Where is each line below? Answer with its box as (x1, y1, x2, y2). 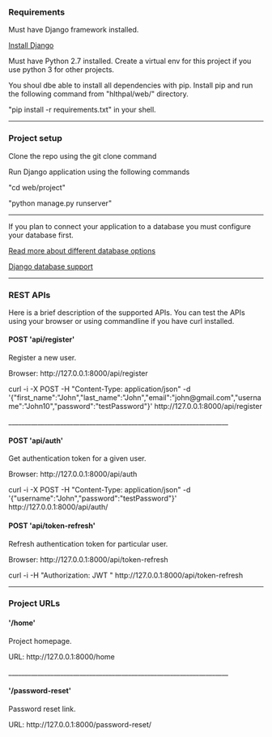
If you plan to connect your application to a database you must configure (8, 221, 251, 231)
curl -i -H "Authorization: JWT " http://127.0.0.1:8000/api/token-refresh (8, 570, 244, 580)
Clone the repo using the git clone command (8, 151, 157, 160)
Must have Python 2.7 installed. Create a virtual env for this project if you (8, 56, 252, 66)
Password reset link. (8, 704, 76, 714)
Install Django (8, 40, 54, 50)
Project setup (8, 133, 62, 144)
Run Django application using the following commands (8, 167, 190, 177)
